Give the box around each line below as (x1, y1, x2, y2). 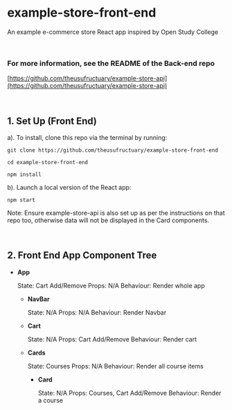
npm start (7, 197, 36, 204)
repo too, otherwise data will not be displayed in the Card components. (7, 216, 210, 224)
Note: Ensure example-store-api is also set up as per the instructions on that (7, 209, 225, 217)
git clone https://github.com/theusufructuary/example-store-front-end (7, 147, 218, 154)
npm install (7, 171, 42, 178)
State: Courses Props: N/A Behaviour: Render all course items (27, 362, 204, 370)
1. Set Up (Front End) (7, 115, 97, 127)
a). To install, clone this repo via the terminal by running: (7, 134, 168, 142)
